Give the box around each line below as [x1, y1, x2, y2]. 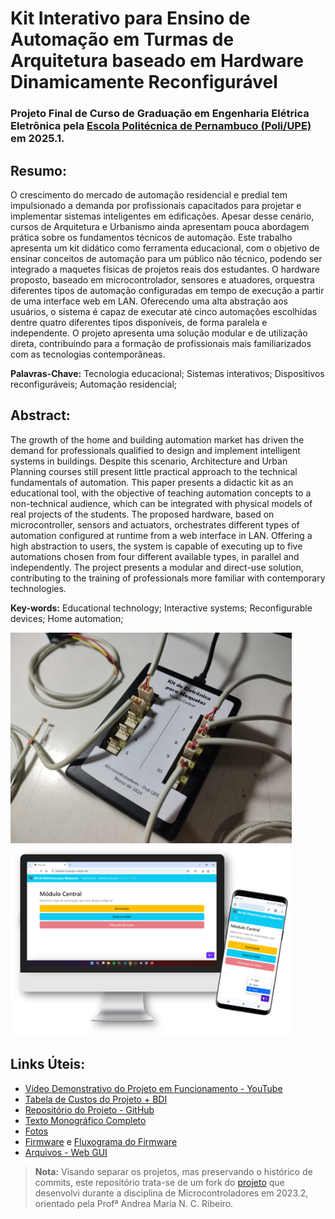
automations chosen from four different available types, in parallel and [10, 550, 300, 562]
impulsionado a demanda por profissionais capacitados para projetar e [10, 199, 302, 211]
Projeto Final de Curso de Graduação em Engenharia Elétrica [10, 107, 310, 121]
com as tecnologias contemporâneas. [10, 348, 166, 360]
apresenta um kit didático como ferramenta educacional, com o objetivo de [10, 242, 320, 254]
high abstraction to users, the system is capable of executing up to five [10, 540, 303, 552]
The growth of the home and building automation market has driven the [10, 433, 305, 446]
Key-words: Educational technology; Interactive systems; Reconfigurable [10, 602, 313, 614]
